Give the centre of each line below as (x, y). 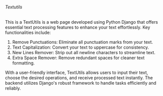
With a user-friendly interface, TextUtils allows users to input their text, (77, 73)
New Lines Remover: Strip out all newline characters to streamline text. (84, 53)
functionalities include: (28, 32)
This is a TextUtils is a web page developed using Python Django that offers (81, 22)
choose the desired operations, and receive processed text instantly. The (79, 78)
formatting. (24, 63)
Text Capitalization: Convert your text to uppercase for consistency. (81, 47)
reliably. (13, 88)
